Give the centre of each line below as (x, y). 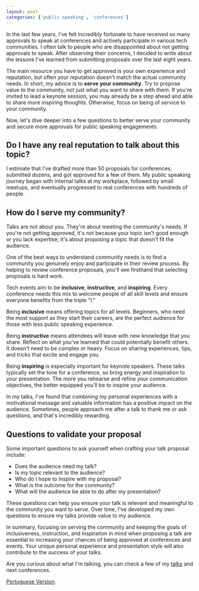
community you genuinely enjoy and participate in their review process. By (97, 263)
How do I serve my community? (66, 212)
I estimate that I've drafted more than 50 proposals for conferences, (89, 169)
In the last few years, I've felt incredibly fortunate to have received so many (98, 34)
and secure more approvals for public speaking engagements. (82, 126)
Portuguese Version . (31, 582)
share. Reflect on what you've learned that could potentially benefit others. (98, 342)
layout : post (22, 12)
